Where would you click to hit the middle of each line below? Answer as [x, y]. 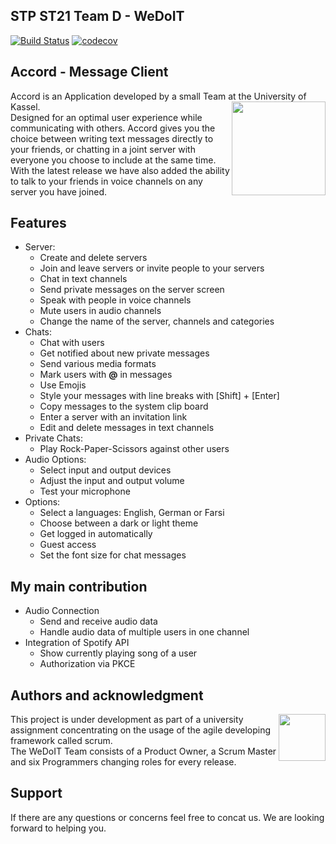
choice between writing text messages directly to [112, 138]
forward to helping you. [58, 828]
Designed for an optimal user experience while [106, 117]
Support [36, 793]
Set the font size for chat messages [113, 555]
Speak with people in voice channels [115, 300]
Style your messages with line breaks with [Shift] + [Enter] [159, 396]
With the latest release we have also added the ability [120, 170]
